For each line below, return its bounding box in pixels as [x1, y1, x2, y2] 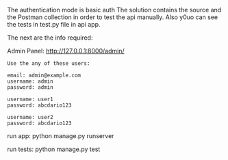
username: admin [7, 78, 53, 85]
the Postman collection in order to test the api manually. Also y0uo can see [7, 13, 218, 21]
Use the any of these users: [7, 60, 90, 67]
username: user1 [7, 96, 53, 103]
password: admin [7, 84, 53, 91]
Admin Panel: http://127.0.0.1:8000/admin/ [7, 47, 125, 55]
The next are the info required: [7, 34, 93, 42]
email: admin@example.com [7, 72, 81, 79]
